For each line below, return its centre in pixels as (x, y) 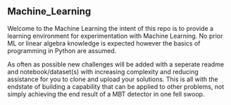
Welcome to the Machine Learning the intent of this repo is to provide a (110, 28)
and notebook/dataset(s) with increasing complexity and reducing (103, 71)
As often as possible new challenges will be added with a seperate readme (115, 64)
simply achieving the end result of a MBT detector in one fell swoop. (106, 94)
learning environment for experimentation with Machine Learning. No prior (115, 36)
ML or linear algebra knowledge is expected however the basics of (104, 43)
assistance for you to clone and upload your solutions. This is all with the (113, 79)
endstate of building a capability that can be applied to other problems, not (116, 86)
